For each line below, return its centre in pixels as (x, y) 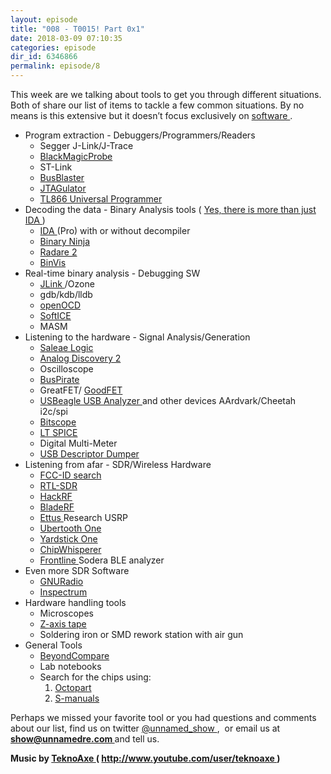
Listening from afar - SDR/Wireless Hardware (118, 464)
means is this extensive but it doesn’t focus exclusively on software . (151, 115)
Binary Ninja (65, 241)
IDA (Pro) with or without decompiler (115, 230)
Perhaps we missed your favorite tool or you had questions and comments (163, 717)
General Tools (53, 645)
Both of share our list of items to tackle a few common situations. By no (157, 105)
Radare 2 (58, 252)
